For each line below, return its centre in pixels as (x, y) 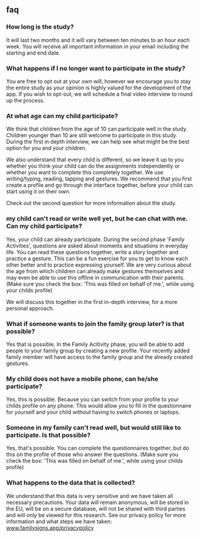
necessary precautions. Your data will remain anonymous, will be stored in (98, 502)
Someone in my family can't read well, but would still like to (93, 428)
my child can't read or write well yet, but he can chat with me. (97, 219)
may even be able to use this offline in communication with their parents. (96, 277)
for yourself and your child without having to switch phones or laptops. (93, 412)
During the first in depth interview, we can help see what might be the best (98, 142)
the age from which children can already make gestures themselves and (95, 271)
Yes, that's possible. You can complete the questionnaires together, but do (98, 448)
